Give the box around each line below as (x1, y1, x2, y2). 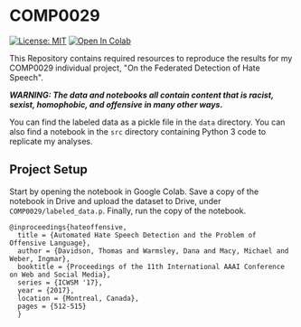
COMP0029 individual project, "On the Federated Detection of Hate (9, 62, 260, 73)
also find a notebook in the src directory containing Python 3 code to (9, 126, 267, 136)
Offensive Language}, (9, 238, 91, 248)
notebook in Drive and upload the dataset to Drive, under (9, 195, 221, 206)
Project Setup (9, 162, 89, 177)
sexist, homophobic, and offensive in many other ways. (9, 98, 223, 109)
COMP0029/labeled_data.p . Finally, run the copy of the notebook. (9, 205, 247, 216)
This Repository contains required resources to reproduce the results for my (9, 52, 293, 63)
